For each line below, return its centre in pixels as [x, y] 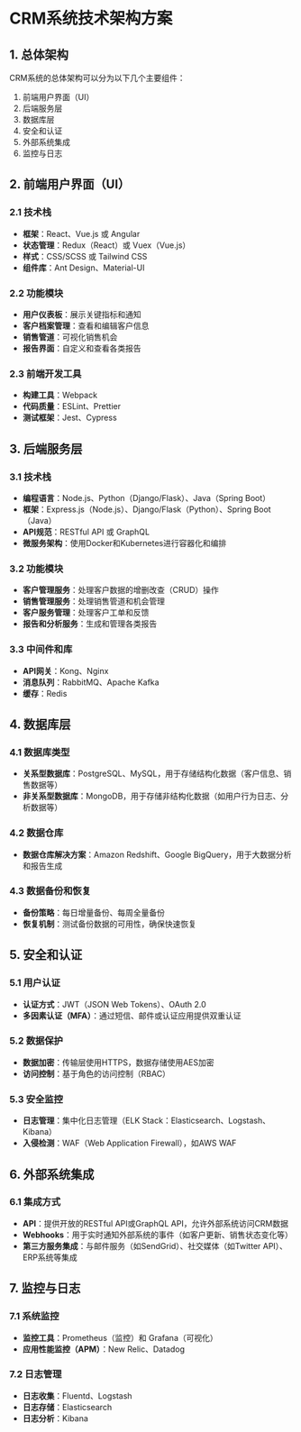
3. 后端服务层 [46, 448]
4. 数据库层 [40, 724]
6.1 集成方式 [35, 1202]
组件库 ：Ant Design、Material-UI [83, 268]
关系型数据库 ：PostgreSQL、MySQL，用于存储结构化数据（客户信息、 [153, 774]
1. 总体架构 [39, 55]
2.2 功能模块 [36, 293]
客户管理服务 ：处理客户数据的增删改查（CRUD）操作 [120, 590]
